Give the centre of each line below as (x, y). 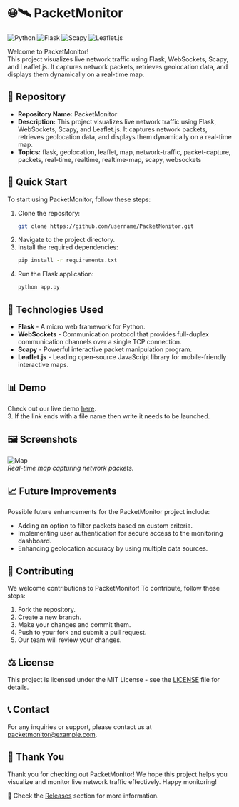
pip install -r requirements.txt (67, 261)
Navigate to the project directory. (66, 240)
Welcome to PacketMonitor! (48, 51)
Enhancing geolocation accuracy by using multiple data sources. (113, 548)
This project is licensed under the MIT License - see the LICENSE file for (113, 680)
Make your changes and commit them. (74, 625)
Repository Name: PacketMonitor (67, 114)
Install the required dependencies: (68, 247)
